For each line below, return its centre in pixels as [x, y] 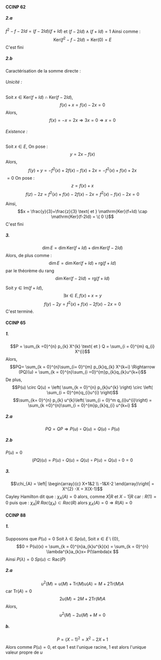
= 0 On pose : [21, 178]
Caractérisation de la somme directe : [43, 71]
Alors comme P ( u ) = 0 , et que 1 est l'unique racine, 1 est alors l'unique [76, 647]
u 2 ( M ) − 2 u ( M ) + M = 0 [82, 614]
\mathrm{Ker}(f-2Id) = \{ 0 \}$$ [82, 216]
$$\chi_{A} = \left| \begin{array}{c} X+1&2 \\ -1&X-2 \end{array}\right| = [82, 483]
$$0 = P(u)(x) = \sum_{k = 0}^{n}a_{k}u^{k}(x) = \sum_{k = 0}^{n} [82, 546]
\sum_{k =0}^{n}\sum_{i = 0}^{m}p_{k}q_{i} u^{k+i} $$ [82, 405]
